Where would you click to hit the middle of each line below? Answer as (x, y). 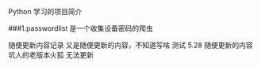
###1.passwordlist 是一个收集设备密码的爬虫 (81, 28)
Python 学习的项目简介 (45, 11)
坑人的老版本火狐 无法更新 (51, 55)
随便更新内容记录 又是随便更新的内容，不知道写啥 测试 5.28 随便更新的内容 (130, 45)
